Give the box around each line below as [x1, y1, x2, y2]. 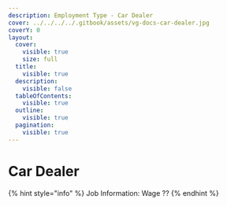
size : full [22, 56, 58, 64]
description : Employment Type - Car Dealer [8, 11, 154, 20]
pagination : [15, 121, 55, 129]
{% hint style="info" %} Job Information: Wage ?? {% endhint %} [8, 188, 219, 197]
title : [15, 63, 37, 71]
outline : [15, 107, 44, 115]
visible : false [22, 84, 73, 93]
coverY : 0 [8, 26, 41, 34]
